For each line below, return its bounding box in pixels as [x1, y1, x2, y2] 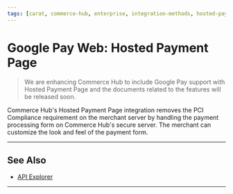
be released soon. [24, 92, 76, 100]
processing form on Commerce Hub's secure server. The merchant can [7, 121, 212, 129]
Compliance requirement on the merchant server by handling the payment [7, 113, 219, 121]
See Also [7, 154, 46, 166]
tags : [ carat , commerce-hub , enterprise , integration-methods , [7, 10, 194, 17]
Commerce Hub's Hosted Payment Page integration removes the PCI [7, 105, 204, 114]
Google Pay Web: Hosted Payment [7, 39, 209, 55]
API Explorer [17, 173, 53, 181]
